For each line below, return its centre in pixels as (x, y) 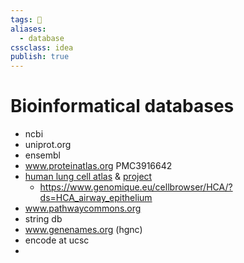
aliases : (28, 29)
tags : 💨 (26, 19)
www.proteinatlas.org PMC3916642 (98, 166)
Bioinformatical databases (122, 106)
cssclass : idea (42, 47)
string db (43, 219)
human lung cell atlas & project (88, 177)
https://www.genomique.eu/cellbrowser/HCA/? (136, 187)
